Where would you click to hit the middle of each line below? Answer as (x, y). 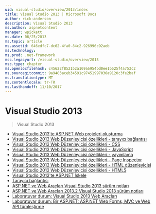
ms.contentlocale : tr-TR (30, 82)
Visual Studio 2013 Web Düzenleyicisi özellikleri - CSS (66, 144)
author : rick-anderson (28, 19)
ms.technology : (20, 50)
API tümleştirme (28, 207)
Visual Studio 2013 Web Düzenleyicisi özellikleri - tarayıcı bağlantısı (79, 139)
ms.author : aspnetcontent (31, 28)
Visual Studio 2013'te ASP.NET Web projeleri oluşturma (67, 134)
